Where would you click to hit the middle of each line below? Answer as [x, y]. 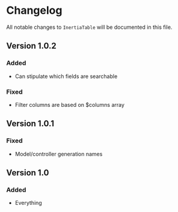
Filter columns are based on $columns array [70, 104]
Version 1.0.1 [30, 124]
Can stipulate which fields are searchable [66, 76]
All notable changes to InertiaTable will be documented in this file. [89, 27]
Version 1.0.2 [32, 46]
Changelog [34, 11]
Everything [28, 203]
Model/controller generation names [59, 154]
